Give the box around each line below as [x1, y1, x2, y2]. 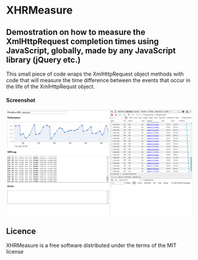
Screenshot [6, 96, 35, 103]
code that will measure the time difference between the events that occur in [6, 77, 191, 83]
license [6, 248, 24, 255]
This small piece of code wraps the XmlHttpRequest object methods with [6, 70, 184, 77]
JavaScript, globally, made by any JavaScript [6, 45, 176, 56]
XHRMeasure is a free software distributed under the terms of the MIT [6, 242, 177, 249]
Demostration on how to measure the [6, 27, 146, 37]
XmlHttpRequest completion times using [6, 36, 159, 46]
